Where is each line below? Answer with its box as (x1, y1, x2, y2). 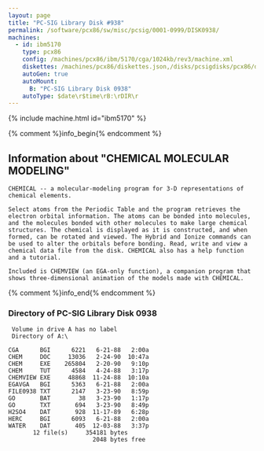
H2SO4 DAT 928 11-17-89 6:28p (8, 408, 149, 416)
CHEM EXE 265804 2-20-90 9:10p (8, 360, 149, 368)
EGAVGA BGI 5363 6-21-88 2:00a (8, 381, 149, 389)
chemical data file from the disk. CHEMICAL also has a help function (8, 247, 244, 255)
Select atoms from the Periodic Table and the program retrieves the (8, 205, 241, 213)
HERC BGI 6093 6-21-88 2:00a (8, 415, 149, 423)
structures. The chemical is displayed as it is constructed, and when (8, 226, 247, 235)
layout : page (8, 11, 51, 20)
